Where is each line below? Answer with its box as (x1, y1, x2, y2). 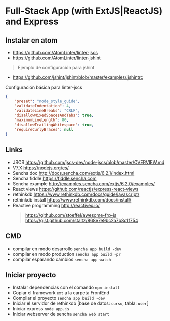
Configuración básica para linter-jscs (5, 84, 82, 90)
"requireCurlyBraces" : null (14, 127, 73, 132)
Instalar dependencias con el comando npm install (12, 284, 120, 291)
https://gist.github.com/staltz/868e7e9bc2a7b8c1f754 (25, 217, 138, 223)
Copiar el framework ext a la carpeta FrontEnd (12, 290, 110, 296)
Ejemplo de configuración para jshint (17, 65, 95, 70)
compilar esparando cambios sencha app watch (12, 256, 111, 262)
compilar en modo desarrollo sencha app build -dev (12, 246, 122, 252)
